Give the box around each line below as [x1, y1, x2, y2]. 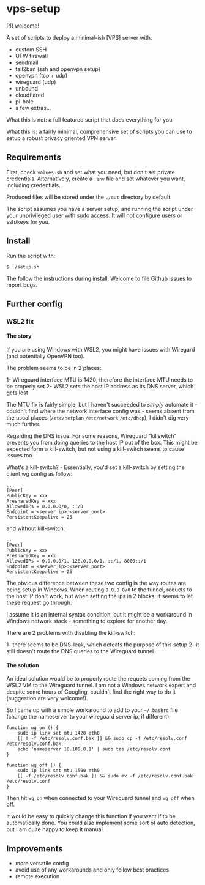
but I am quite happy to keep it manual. [6, 826, 105, 833]
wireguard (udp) [15, 78, 56, 86]
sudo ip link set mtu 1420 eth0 [17, 730, 100, 736]
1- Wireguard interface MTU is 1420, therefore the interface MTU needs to [6, 376, 193, 383]
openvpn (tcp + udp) [15, 72, 68, 79]
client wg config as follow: [6, 470, 72, 478]
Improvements [6, 843, 63, 854]
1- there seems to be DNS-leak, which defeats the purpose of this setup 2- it [6, 641, 199, 648]
